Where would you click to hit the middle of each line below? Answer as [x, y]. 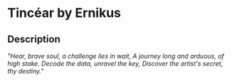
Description [34, 39]
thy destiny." [26, 71]
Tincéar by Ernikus [64, 13]
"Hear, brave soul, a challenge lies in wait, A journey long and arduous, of [116, 56]
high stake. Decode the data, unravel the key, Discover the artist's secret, [115, 64]
